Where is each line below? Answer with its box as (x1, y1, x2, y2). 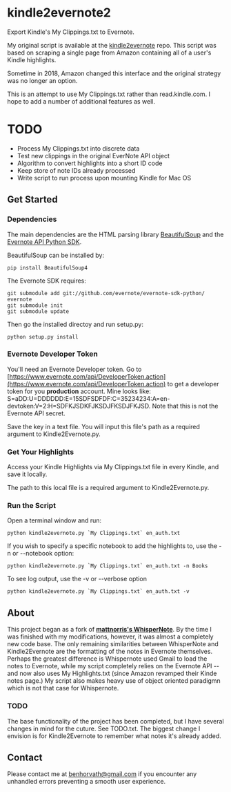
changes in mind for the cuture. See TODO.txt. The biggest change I (7, 724, 201, 733)
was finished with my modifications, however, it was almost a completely (7, 632, 214, 641)
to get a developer (167, 379, 219, 388)
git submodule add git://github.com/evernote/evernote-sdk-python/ (7, 290, 205, 296)
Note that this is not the (152, 402, 219, 410)
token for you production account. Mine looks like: (7, 387, 152, 395)
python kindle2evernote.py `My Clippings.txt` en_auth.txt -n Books (7, 563, 208, 569)
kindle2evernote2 (7, 5, 112, 21)
